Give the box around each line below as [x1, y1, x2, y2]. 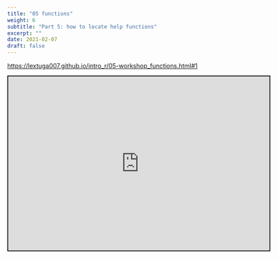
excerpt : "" [7, 29, 42, 37]
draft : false [7, 42, 45, 49]
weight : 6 [7, 17, 36, 24]
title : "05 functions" [7, 10, 73, 17]
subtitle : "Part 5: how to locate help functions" [7, 23, 157, 30]
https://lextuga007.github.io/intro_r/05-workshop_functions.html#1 [7, 62, 198, 70]
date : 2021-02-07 [7, 36, 58, 43]
